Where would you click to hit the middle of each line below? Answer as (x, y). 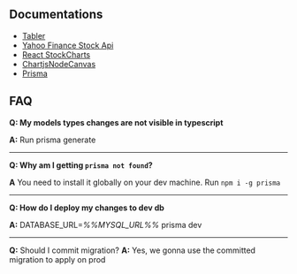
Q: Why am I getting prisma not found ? (81, 165)
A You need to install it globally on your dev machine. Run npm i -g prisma (145, 182)
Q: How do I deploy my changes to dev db (87, 208)
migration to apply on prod (57, 259)
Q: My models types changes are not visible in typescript (116, 122)
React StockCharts (56, 54)
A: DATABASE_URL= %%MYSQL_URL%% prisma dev (106, 225)
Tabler (34, 35)
